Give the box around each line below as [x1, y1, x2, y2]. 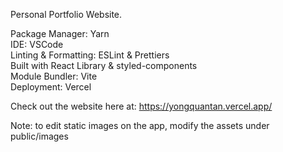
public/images [10, 130, 69, 142]
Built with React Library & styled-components [10, 60, 198, 71]
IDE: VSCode [10, 39, 64, 50]
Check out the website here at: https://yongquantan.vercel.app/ [10, 100, 273, 112]
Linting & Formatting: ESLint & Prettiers [10, 49, 170, 61]
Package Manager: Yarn [10, 28, 110, 39]
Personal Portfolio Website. [10, 9, 123, 20]
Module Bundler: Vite [10, 70, 98, 82]
